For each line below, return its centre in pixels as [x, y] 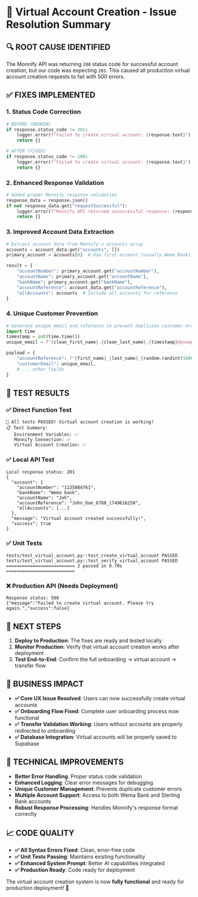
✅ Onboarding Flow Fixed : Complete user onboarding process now [97, 711]
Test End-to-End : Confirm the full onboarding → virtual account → [95, 659]
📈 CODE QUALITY [40, 833]
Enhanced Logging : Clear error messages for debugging [84, 782]
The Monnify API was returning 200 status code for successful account [92, 64]
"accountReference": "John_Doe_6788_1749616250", [79, 503]
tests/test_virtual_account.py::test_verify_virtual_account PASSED [92, 561]
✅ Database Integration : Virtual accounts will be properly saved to [95, 737]
